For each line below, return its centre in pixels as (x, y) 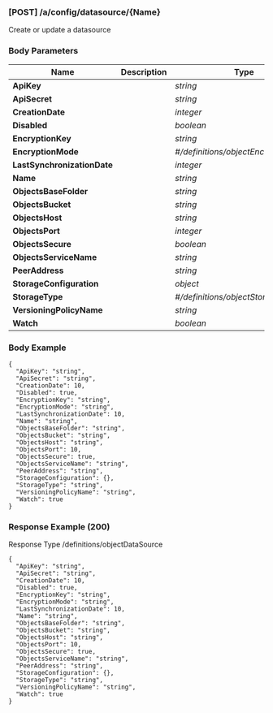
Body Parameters (43, 51)
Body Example (37, 348)
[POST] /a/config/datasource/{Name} (84, 12)
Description (144, 71)
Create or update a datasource (60, 30)
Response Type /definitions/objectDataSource (86, 544)
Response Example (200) (59, 526)
